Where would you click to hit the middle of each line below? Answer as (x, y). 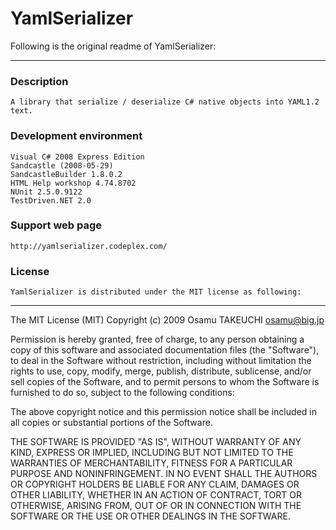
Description (39, 81)
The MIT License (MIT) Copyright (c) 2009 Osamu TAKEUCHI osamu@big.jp (167, 320)
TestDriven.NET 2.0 (51, 200)
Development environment (76, 136)
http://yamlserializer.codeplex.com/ (89, 246)
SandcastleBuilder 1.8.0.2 (66, 174)
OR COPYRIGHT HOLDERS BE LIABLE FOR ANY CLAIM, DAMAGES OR (155, 484)
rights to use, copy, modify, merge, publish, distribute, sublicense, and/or (161, 371)
